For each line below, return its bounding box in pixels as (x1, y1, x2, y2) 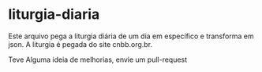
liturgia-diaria (8, 5, 100, 23)
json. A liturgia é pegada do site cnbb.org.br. (8, 39, 152, 49)
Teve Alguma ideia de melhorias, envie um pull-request (8, 55, 188, 64)
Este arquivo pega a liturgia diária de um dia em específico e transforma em (8, 31, 254, 41)
